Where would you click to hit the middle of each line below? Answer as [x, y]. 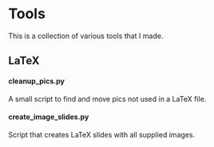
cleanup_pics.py [37, 81]
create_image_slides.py [49, 117]
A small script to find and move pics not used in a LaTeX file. [107, 99]
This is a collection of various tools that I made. [86, 36]
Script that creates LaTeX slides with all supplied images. [102, 134]
